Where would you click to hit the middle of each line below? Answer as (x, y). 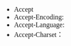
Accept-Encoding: (39, 17)
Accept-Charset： (39, 35)
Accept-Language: (39, 25)
